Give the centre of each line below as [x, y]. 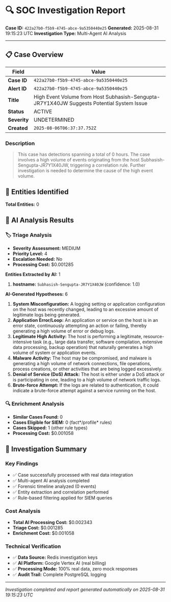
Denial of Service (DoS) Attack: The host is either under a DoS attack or [89, 374]
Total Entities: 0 [22, 204]
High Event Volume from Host [69, 97]
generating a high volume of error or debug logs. [64, 331]
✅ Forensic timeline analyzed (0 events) [54, 486]
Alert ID [17, 89]
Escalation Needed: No [37, 259]
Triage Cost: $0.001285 [38, 528]
